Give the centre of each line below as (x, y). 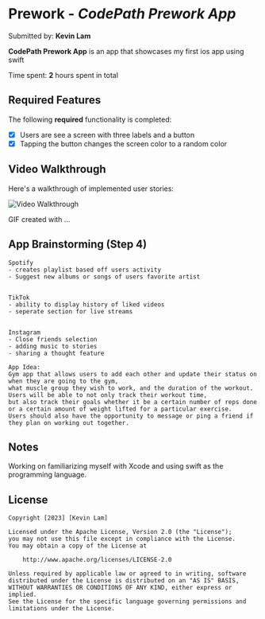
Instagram (25, 332)
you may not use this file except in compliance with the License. (122, 539)
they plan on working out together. (69, 422)
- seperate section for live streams (71, 311)
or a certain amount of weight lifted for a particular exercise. (120, 409)
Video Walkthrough (57, 169)
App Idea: (25, 367)
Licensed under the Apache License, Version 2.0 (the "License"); (120, 532)
